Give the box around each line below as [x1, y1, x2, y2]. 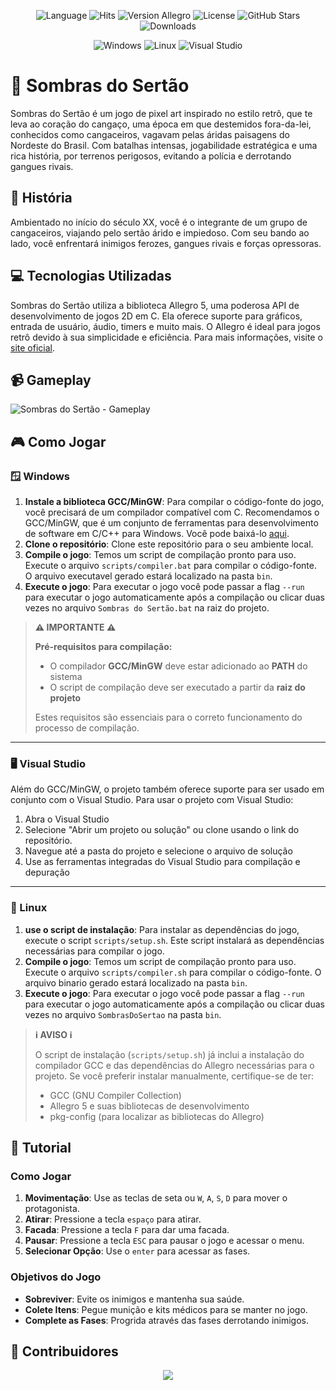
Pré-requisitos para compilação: [34, 641, 173, 653]
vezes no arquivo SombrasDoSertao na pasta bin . [24, 1008, 222, 1020]
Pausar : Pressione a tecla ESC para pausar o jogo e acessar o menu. [24, 1235, 305, 1247]
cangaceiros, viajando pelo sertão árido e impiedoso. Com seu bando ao [10, 226, 310, 239]
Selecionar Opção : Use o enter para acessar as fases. [24, 1245, 251, 1257]
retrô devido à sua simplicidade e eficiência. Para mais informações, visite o [10, 331, 323, 343]
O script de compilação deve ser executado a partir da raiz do [49, 681, 306, 694]
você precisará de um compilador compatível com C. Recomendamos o [24, 506, 320, 519]
